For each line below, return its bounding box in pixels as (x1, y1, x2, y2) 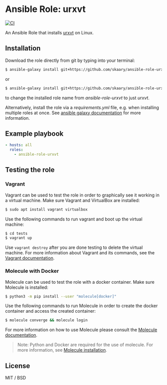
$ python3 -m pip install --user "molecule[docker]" (5, 294, 117, 299)
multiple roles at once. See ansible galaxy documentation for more (5, 110, 141, 116)
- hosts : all (5, 143, 32, 148)
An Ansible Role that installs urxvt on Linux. (5, 29, 94, 35)
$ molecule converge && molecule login (5, 318, 88, 323)
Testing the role (5, 166, 55, 174)
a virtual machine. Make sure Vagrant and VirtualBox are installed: (5, 197, 140, 203)
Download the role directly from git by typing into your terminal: (5, 57, 135, 63)
